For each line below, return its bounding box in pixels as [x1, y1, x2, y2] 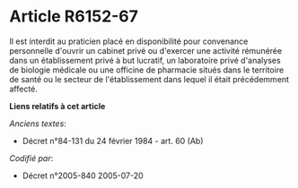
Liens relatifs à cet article [9, 100, 106, 111]
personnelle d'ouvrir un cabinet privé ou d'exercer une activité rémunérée [9, 45, 283, 56]
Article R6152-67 [9, 6, 139, 27]
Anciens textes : [9, 118, 67, 129]
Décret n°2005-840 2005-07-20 [22, 170, 144, 181]
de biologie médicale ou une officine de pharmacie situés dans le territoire [9, 64, 285, 75]
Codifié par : [9, 152, 54, 163]
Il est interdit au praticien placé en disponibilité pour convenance [9, 36, 249, 47]
